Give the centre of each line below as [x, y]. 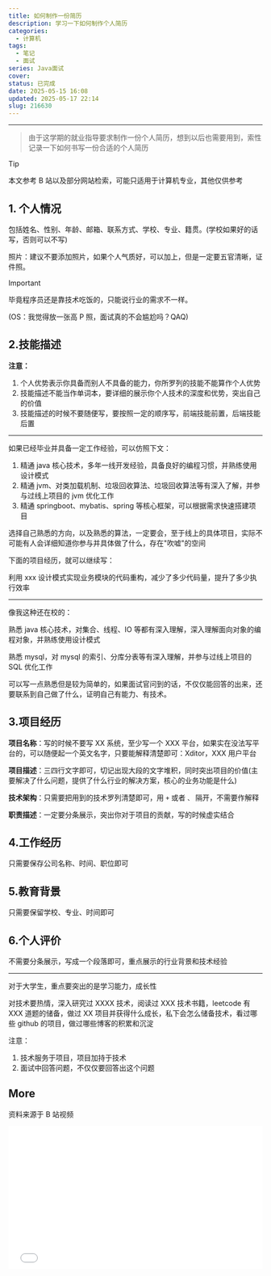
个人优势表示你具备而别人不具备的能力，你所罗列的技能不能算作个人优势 [140, 383]
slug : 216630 [30, 106]
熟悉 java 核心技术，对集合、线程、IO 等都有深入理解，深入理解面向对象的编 [135, 629]
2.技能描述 [35, 345]
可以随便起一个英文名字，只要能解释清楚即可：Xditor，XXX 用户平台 [143, 753]
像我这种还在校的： [40, 612]
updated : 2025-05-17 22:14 [54, 99]
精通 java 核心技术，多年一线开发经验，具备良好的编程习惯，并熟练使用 [138, 465]
